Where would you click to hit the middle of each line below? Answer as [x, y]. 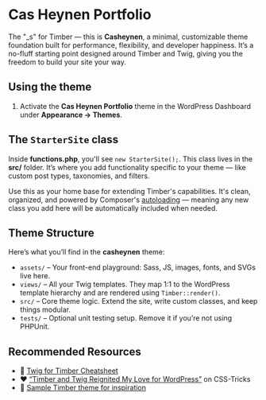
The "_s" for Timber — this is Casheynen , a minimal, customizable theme [128, 37]
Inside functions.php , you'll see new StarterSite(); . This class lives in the [130, 159]
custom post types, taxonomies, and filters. [79, 176]
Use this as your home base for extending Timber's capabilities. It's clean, [129, 191]
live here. [35, 276]
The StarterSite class [64, 140]
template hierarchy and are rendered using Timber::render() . [120, 293]
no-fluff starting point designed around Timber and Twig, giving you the [126, 53]
